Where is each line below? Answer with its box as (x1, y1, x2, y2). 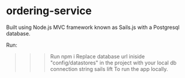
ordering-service (6, 4, 92, 18)
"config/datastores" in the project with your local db (50, 59, 177, 66)
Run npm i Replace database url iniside (50, 53, 145, 60)
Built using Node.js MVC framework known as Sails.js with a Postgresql (6, 24, 180, 31)
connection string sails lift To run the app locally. (50, 65, 168, 72)
